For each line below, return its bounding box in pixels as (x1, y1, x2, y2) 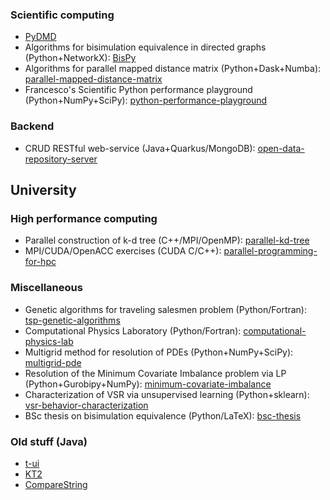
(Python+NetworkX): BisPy (24, 52, 137, 64)
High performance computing (10, 211, 158, 225)
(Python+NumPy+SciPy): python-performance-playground (24, 94, 268, 107)
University (10, 181, 77, 198)
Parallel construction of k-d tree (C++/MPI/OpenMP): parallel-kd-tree (24, 234, 310, 247)
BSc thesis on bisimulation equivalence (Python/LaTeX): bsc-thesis (24, 409, 302, 422)
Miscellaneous (10, 281, 83, 295)
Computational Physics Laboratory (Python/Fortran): (24, 324, 242, 337)
